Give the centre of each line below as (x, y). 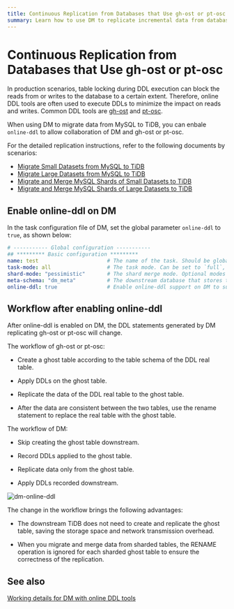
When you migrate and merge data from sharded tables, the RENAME (117, 545)
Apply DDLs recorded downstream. (68, 483)
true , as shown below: (39, 235)
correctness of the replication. (61, 559)
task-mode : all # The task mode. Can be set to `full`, (117, 267)
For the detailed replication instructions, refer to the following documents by (116, 146)
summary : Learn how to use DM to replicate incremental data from (106, 20)
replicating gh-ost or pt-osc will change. (65, 333)
